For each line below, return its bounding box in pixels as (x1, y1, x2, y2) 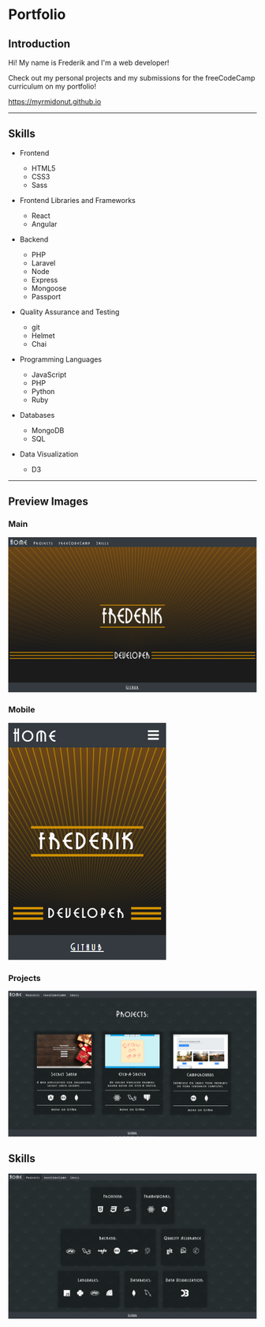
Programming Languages (19, 354, 103, 364)
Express (31, 275, 58, 284)
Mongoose (31, 283, 67, 293)
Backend (19, 235, 49, 244)
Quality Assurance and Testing (19, 306, 120, 317)
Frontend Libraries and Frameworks (19, 195, 136, 205)
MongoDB (31, 425, 65, 435)
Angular (31, 219, 58, 228)
